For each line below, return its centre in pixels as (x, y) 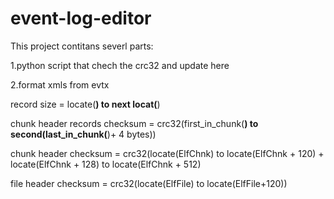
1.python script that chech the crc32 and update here (120, 65)
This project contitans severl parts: (82, 46)
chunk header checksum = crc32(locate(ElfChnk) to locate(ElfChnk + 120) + (167, 153)
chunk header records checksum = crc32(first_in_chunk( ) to (134, 123)
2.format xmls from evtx (60, 84)
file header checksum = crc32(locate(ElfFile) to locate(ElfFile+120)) (149, 183)
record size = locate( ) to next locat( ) (85, 104)
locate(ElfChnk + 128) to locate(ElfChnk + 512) (106, 164)
